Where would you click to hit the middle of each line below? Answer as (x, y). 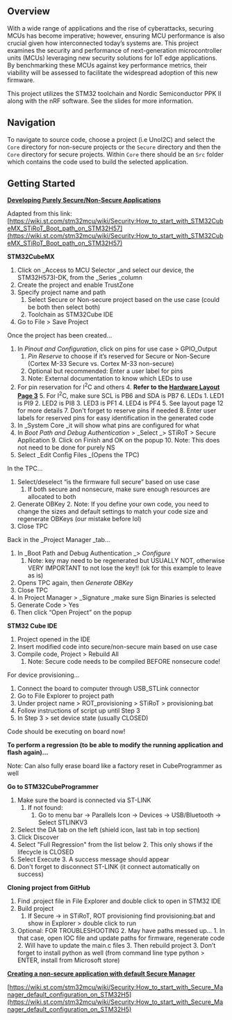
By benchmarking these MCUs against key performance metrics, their (107, 65)
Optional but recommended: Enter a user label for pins (105, 371)
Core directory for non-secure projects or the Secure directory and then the (114, 147)
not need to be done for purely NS (66, 447)
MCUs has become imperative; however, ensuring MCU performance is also (116, 35)
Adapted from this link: (40, 214)
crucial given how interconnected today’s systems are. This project (103, 43)
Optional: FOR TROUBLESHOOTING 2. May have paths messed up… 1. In (121, 930)
